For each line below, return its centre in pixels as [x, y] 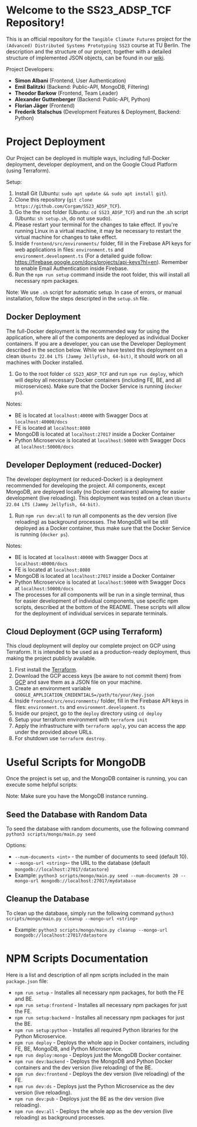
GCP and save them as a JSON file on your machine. [78, 682]
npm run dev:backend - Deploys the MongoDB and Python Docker [94, 1061]
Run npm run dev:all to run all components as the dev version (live [96, 516]
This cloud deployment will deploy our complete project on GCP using [91, 646]
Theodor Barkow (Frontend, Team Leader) [66, 93]
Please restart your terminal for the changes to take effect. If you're [96, 225]
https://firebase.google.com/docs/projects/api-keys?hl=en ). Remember [101, 262]
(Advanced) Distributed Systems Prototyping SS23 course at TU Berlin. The [98, 45]
